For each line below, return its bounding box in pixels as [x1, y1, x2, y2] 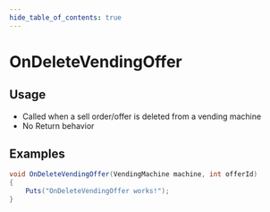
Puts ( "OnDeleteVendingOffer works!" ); [25, 187, 170, 196]
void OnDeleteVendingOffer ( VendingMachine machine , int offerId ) [9, 170, 257, 179]
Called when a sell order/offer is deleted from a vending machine [21, 111, 262, 122]
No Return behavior [21, 120, 95, 131]
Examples [9, 147, 65, 162]
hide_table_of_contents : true [9, 13, 122, 22]
